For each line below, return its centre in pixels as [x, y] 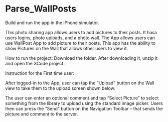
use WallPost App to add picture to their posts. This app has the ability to [80, 43]
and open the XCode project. [35, 63]
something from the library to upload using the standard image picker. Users [84, 103]
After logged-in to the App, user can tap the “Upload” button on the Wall [80, 83]
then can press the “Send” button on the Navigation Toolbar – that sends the [84, 108]
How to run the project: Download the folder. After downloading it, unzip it [81, 58]
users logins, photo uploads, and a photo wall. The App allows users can [80, 38]
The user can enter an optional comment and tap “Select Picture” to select [82, 98]
